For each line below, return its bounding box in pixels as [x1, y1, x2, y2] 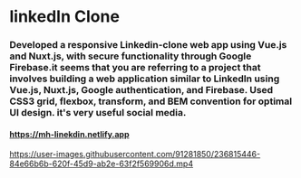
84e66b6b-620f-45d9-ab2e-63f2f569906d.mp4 [9, 158, 193, 169]
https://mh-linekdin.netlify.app [9, 128, 130, 139]
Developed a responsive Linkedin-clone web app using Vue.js [9, 39, 287, 52]
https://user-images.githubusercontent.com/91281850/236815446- [9, 149, 261, 160]
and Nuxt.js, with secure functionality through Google [9, 50, 252, 62]
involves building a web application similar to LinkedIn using [9, 72, 280, 85]
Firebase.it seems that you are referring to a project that [9, 61, 261, 74]
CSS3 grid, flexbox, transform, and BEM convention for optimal [9, 95, 293, 108]
